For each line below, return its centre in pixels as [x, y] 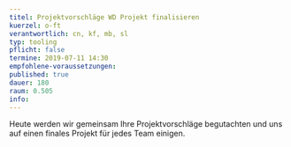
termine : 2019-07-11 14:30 [59, 58]
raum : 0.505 [31, 91]
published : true [39, 75]
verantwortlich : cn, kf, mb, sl [69, 33]
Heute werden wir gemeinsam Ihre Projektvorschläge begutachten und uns [146, 124]
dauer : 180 [29, 83]
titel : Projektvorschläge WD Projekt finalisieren [104, 17]
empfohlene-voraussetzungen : [63, 67]
